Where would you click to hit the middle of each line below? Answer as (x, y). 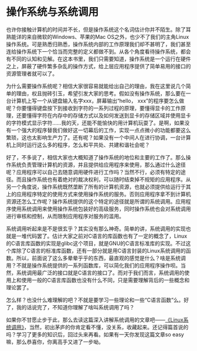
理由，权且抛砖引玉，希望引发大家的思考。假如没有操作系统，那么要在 (101, 93)
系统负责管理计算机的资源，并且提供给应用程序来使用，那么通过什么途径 (98, 165)
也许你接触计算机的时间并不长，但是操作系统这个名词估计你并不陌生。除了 (96, 29)
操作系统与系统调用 (52, 12)
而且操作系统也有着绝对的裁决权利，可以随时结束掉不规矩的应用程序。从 (103, 179)
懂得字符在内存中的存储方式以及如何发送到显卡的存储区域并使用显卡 (108, 115)
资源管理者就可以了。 (32, 73)
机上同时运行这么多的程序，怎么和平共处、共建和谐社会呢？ (78, 145)
